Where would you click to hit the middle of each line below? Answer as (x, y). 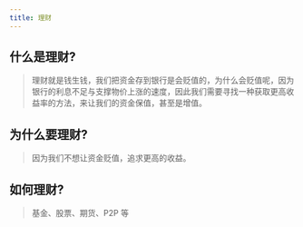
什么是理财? (43, 57)
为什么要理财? (49, 134)
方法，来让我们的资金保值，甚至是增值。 (131, 103)
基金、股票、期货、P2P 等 (80, 213)
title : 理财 (30, 18)
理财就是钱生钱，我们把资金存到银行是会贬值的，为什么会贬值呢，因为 (163, 80)
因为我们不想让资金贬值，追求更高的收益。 (111, 158)
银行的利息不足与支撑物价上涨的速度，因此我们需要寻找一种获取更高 (159, 92)
